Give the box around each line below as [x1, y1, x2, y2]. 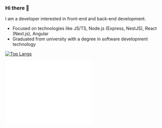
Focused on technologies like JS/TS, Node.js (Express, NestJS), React [12, 25, 157, 31]
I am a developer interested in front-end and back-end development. [5, 16, 146, 22]
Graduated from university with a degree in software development [12, 36, 148, 42]
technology [12, 41, 36, 47]
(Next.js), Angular [12, 31, 49, 37]
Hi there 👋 [5, 4, 30, 11]
